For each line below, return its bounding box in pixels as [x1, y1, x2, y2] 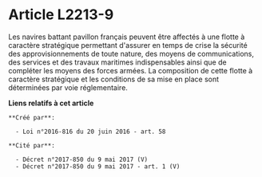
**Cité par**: [8, 141, 56, 149]
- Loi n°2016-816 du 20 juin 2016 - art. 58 [15, 128, 166, 136]
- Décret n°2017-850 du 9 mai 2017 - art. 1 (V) [15, 162, 181, 171]
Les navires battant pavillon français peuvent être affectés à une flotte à [8, 32, 245, 41]
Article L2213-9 [8, 6, 114, 24]
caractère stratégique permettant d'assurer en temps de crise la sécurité [8, 40, 248, 49]
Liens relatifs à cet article [8, 98, 94, 108]
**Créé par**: [8, 113, 56, 121]
